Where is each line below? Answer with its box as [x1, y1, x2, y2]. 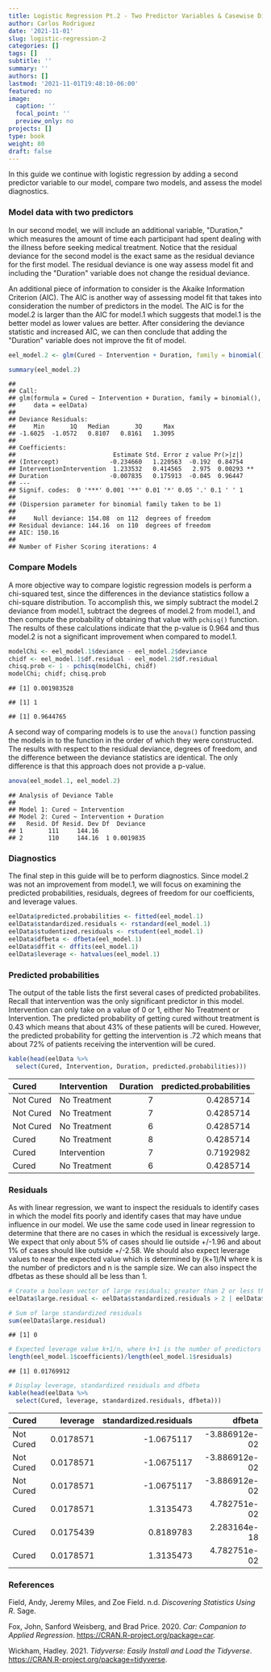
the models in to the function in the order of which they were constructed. [8, 735, 254, 745]
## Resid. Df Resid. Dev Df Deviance [8, 820, 147, 828]
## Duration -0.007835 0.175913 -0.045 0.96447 [8, 472, 244, 480]
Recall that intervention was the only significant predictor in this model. [8, 996, 244, 1005]
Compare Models [8, 561, 77, 573]
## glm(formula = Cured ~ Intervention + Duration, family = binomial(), [8, 394, 262, 403]
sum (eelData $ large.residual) [8, 1316, 106, 1325]
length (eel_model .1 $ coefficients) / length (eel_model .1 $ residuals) [8, 1352, 232, 1361]
